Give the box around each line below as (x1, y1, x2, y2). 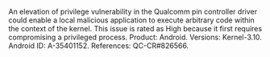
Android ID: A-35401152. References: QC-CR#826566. (8, 41, 189, 51)
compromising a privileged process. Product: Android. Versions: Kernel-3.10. (8, 32, 262, 42)
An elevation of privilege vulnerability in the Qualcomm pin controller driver (8, 7, 258, 16)
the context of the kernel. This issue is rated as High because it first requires (8, 24, 263, 33)
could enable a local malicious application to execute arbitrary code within (8, 15, 255, 25)
